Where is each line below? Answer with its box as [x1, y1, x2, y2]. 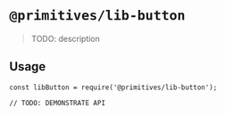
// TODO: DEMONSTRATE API [9, 98, 105, 107]
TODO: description [30, 33, 101, 44]
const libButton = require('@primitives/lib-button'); [9, 83, 218, 92]
